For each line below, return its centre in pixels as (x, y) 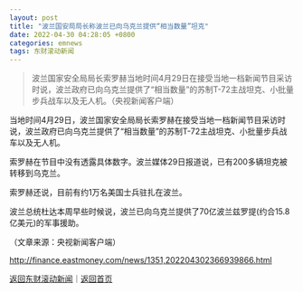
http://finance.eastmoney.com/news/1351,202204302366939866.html (141, 260)
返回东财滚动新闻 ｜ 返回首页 (61, 279)
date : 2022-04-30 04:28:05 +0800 (72, 34)
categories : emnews (46, 43)
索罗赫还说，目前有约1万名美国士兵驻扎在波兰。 (98, 193)
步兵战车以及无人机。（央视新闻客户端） (105, 101)
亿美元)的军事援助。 (47, 223)
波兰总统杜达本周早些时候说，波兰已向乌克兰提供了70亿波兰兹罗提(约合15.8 (150, 212)
